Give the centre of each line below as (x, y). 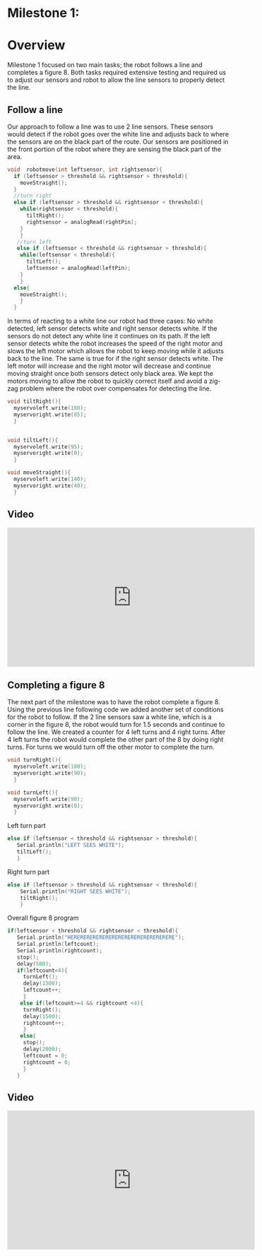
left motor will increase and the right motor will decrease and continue (109, 366)
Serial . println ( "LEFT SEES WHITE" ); (71, 846)
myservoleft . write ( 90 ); (48, 799)
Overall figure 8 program (43, 918)
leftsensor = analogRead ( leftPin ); (78, 268)
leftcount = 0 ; (46, 1055)
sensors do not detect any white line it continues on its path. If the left (109, 336)
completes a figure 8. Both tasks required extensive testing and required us (117, 73)
